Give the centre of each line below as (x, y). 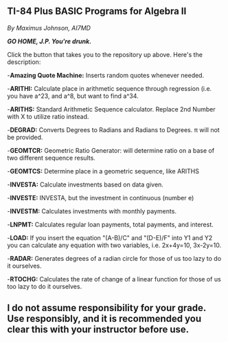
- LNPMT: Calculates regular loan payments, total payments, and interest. (111, 224)
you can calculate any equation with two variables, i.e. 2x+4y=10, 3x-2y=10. (114, 245)
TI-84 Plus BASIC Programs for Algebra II (97, 11)
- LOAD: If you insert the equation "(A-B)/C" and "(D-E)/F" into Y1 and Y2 (110, 237)
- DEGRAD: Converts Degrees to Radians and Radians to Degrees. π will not (113, 129)
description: (24, 62)
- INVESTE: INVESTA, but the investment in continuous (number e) (101, 197)
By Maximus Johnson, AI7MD (49, 28)
